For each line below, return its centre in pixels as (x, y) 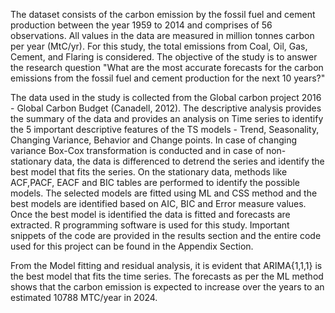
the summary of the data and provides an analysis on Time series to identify (167, 118)
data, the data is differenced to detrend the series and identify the (189, 161)
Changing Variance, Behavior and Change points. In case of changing (154, 140)
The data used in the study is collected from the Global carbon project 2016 (166, 97)
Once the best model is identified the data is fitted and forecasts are (150, 214)
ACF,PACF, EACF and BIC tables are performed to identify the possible (155, 182)
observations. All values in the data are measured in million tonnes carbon (162, 35)
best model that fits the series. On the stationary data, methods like (149, 172)
